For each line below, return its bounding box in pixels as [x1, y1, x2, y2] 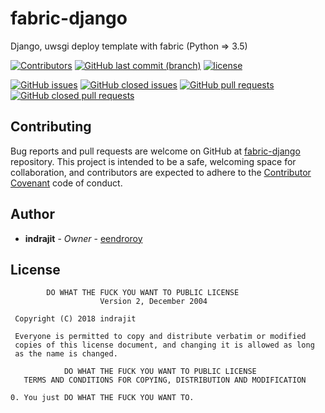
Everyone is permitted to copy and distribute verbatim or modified [14, 332, 307, 342]
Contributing [10, 118, 92, 136]
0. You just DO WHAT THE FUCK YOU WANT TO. [10, 393, 195, 403]
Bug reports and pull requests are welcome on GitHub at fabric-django [10, 145, 301, 157]
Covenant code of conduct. [10, 177, 123, 189]
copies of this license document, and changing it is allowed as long [14, 340, 315, 351]
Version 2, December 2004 [99, 297, 208, 307]
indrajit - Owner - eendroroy [24, 232, 143, 244]
